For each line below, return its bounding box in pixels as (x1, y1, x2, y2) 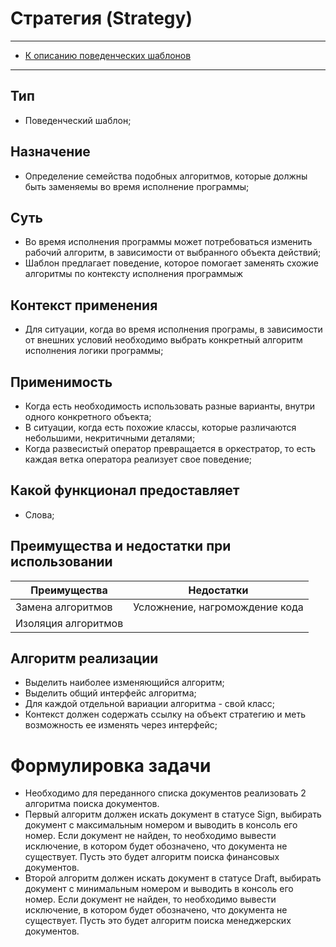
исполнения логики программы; (24, 345, 164, 357)
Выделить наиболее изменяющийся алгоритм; (24, 677, 225, 689)
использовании (10, 553, 113, 571)
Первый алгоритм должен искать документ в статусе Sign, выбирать (24, 808, 322, 821)
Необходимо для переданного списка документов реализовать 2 (24, 787, 307, 799)
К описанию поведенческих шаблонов (24, 49, 192, 61)
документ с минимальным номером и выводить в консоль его (24, 883, 294, 895)
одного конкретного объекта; (24, 411, 152, 422)
